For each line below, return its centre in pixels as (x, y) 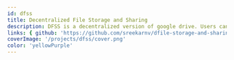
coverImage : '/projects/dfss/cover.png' (67, 39)
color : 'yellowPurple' (40, 46)
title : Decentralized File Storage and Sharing (78, 20)
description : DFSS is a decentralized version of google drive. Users (112, 26)
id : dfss (20, 13)
